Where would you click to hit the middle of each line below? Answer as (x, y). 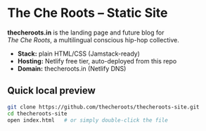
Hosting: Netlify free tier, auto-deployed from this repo (97, 61)
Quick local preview (52, 91)
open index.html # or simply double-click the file (88, 120)
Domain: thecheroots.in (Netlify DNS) (72, 68)
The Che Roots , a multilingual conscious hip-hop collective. (93, 39)
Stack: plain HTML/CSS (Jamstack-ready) (79, 54)
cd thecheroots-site (38, 113)
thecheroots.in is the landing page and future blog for (86, 32)
